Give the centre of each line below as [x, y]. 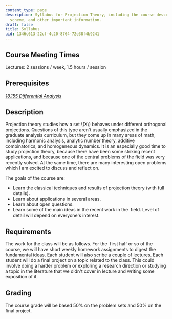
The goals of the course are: [35, 178]
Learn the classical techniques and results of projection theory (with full [89, 188]
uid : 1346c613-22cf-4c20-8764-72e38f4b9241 [52, 34]
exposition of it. [22, 277]
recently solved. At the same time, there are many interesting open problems [86, 163]
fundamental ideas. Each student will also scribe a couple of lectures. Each [84, 255]
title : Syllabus [23, 29]
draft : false [19, 24]
